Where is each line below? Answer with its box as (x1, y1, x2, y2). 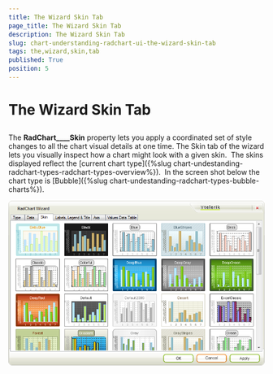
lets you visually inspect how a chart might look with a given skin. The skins (8, 150, 264, 160)
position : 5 (8, 65, 49, 73)
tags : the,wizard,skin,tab (8, 47, 100, 56)
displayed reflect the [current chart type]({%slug (8, 159, 172, 168)
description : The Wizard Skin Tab (8, 30, 126, 38)
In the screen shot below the (164, 167, 260, 177)
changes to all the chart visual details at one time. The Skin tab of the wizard (8, 141, 265, 151)
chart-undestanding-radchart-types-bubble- (109, 176, 260, 186)
